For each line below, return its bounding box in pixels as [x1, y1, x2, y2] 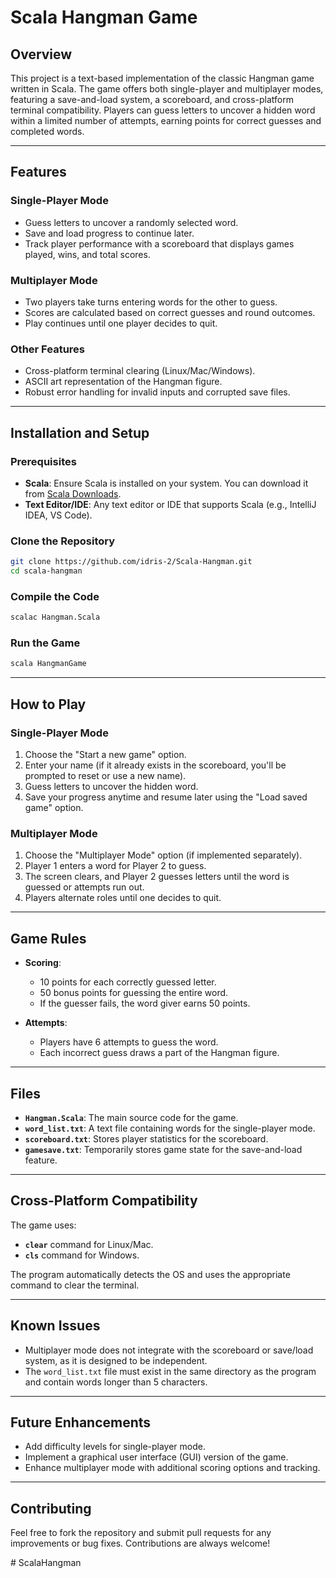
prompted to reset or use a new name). [24, 770, 187, 782]
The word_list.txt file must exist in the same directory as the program [24, 1365, 317, 1377]
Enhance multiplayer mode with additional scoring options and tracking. [24, 1462, 321, 1474]
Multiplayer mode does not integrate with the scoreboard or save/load [24, 1344, 314, 1356]
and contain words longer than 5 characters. [24, 1376, 208, 1388]
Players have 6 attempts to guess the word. [39, 1036, 219, 1048]
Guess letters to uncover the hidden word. [24, 781, 199, 793]
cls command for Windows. [24, 1249, 140, 1261]
